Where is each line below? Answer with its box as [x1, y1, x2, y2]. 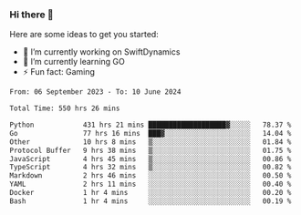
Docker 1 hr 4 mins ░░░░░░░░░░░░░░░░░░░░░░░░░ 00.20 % [9, 189, 292, 198]
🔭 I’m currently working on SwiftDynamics [22, 46, 181, 57]
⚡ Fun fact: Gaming [22, 67, 96, 77]
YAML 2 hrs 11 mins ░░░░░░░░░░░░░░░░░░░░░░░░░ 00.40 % [9, 179, 292, 189]
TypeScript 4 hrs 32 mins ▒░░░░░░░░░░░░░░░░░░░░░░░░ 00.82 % [9, 163, 292, 172]
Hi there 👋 [9, 8, 55, 21]
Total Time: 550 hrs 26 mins [9, 104, 120, 113]
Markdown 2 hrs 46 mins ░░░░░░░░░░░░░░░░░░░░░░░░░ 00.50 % [9, 171, 292, 180]
